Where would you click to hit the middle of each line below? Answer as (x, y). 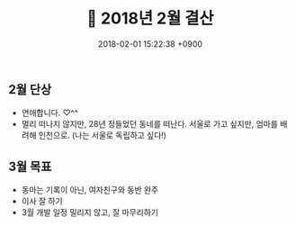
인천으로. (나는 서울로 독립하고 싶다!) (103, 135)
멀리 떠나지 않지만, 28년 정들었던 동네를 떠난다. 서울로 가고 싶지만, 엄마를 (149, 124)
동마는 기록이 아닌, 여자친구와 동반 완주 (90, 190)
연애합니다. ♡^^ (49, 113)
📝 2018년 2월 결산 (150, 18)
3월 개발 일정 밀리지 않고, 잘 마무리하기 (90, 212)
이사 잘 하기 (42, 201)
